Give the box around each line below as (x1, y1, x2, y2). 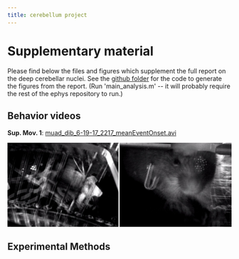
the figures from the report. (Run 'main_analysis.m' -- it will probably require (7, 82, 231, 90)
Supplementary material (7, 43, 154, 59)
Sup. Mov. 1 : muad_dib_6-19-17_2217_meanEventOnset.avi (7, 129, 176, 137)
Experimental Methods (7, 240, 111, 253)
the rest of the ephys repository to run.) (7, 89, 123, 97)
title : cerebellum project (7, 11, 87, 18)
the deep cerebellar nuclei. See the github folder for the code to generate (7, 74, 223, 83)
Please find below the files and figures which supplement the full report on (7, 66, 226, 75)
